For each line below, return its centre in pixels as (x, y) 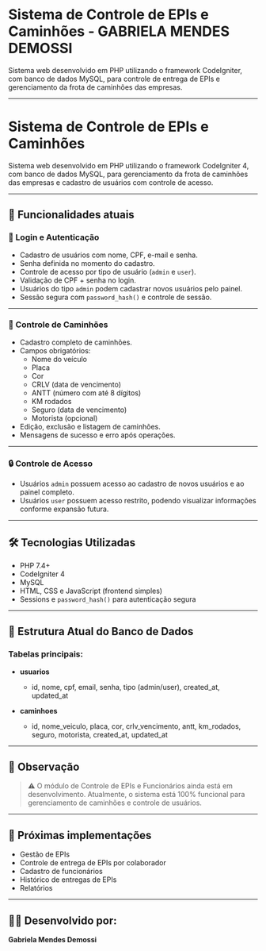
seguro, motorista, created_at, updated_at (100, 734)
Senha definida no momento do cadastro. (87, 263)
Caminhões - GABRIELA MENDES (119, 31)
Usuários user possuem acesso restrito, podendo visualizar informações (138, 501)
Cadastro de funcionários (61, 872)
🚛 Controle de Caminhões (58, 325)
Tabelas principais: (46, 654)
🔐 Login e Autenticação (54, 237)
